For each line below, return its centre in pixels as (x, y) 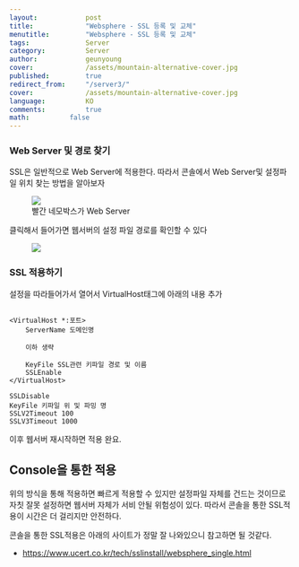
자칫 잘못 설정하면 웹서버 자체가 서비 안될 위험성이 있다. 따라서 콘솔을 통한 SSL (146, 504)
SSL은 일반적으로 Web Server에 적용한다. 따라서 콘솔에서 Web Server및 (137, 172)
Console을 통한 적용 (63, 471)
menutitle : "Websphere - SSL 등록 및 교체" (103, 34)
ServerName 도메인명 (60, 330)
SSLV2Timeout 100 (42, 414)
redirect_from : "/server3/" (69, 84)
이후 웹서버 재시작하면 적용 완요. (66, 439)
